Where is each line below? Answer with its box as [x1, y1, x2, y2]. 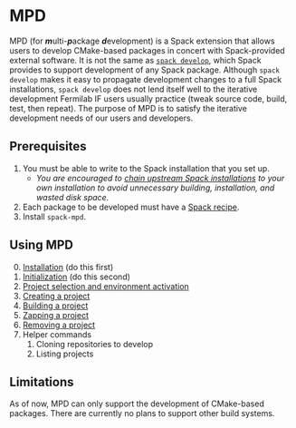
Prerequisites [9, 139, 87, 154]
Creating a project [22, 290, 91, 301]
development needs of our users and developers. [9, 112, 194, 123]
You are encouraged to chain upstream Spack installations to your [35, 172, 285, 183]
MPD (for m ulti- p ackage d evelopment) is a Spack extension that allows [9, 35, 275, 46]
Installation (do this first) [22, 261, 114, 272]
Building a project [22, 300, 89, 311]
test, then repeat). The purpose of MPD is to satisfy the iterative [9, 102, 247, 113]
